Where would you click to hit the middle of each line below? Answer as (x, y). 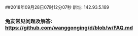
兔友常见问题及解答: (29, 21)
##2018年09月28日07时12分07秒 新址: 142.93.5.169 (57, 7)
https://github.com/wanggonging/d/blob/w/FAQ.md (69, 28)
